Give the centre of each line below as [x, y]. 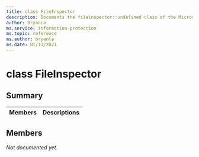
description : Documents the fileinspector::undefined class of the [91, 17]
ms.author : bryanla [30, 39]
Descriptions [61, 112]
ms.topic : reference [32, 34]
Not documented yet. [32, 147]
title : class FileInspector [41, 12]
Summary [25, 96]
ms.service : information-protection [51, 28]
